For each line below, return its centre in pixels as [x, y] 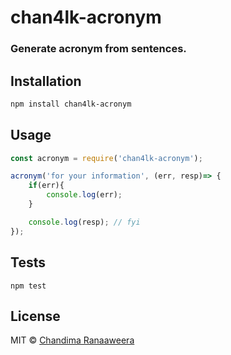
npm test [28, 286]
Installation [46, 81]
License [35, 316]
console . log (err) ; [84, 195]
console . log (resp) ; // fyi [84, 222]
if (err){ [46, 186]
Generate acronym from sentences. [98, 49]
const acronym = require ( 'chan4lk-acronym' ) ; [106, 158]
